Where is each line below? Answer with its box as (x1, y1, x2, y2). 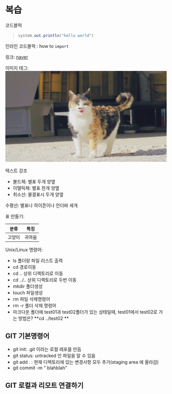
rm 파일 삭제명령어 (12, 296, 50, 302)
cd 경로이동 (12, 264, 36, 270)
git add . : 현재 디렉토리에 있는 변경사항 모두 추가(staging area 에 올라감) (12, 359, 159, 365)
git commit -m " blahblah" (12, 365, 68, 371)
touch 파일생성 (12, 289, 43, 295)
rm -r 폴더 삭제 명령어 (12, 302, 57, 308)
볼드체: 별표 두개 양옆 (12, 179, 55, 185)
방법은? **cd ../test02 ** (18, 315, 69, 321)
